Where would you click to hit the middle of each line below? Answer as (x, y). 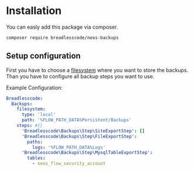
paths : (35, 142)
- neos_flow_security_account (69, 164)
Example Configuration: (34, 87)
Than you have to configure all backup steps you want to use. (80, 76)
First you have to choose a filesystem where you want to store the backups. (97, 70)
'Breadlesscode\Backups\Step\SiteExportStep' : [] (83, 131)
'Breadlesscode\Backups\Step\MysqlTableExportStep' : (87, 153)
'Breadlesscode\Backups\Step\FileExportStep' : (79, 136)
